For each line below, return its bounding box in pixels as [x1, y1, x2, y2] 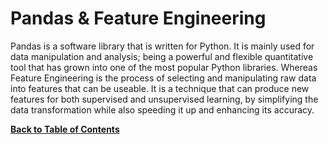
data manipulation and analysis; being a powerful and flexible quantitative [10, 50, 314, 62]
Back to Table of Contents [10, 123, 120, 135]
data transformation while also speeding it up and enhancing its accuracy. [10, 103, 315, 116]
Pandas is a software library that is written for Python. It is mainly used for [10, 40, 315, 52]
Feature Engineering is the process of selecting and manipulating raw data [10, 72, 317, 84]
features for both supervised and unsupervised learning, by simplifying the [10, 93, 319, 105]
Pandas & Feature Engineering [10, 7, 267, 30]
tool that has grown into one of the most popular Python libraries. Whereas [10, 61, 318, 73]
